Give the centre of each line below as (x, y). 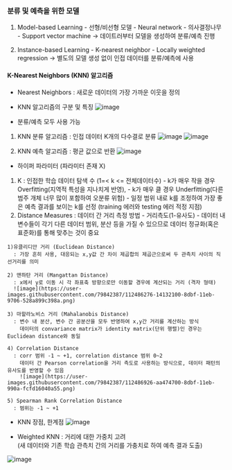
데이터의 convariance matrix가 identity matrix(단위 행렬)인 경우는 (111, 329)
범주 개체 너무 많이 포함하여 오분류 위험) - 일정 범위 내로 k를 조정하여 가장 (116, 198)
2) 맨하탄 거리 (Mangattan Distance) (58, 275)
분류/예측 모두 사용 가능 (49, 121)
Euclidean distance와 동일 (44, 336)
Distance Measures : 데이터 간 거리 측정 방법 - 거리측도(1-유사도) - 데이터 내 (121, 215)
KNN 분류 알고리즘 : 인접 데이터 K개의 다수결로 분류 (87, 136)
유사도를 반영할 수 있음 (36, 370)
